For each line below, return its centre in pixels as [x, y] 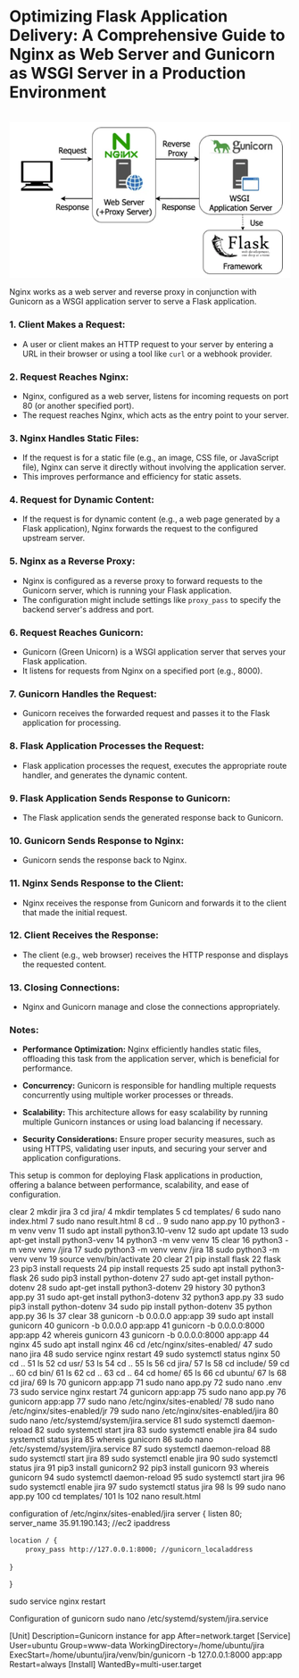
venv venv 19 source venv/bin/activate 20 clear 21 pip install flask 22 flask [145, 1259]
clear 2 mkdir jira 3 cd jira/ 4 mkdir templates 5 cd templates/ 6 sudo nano [145, 1212]
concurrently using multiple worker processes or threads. [128, 1095]
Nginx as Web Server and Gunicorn [142, 54]
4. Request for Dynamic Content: [82, 500]
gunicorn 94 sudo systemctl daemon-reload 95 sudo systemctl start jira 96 [147, 1478]
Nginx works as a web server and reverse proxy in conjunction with [133, 292]
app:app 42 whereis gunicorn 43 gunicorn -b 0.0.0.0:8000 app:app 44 [139, 1335]
